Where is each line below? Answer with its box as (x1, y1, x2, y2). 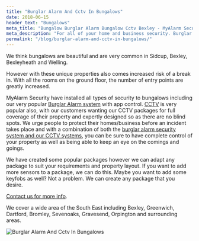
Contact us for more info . (6, 193, 68, 200)
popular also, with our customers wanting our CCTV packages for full (6, 107, 176, 114)
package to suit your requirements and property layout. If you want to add (6, 162, 187, 169)
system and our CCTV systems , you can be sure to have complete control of (6, 132, 193, 139)
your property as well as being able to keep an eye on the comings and (6, 139, 179, 145)
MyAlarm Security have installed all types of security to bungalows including (6, 94, 192, 101)
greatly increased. (6, 83, 50, 89)
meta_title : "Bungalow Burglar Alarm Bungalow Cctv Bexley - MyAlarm (6, 25, 182, 31)
